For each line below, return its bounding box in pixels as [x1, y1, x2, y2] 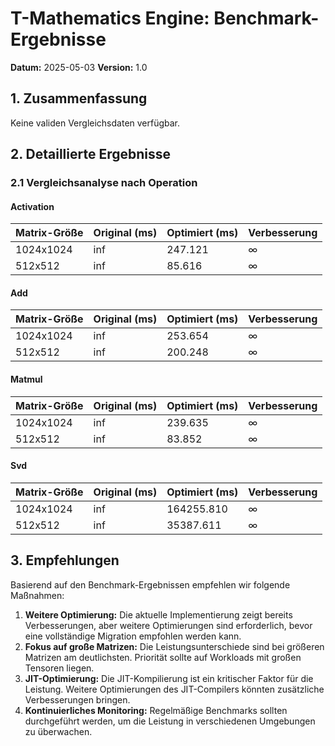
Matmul [10, 373, 43, 386]
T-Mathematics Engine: [10, 7, 210, 30]
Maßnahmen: [10, 589, 65, 601]
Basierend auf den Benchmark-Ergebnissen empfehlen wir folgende [10, 578, 291, 591]
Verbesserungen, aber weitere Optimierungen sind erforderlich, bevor [24, 619, 313, 631]
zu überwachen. [24, 725, 93, 737]
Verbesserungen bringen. [24, 693, 131, 706]
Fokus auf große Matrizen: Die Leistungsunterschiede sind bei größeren [24, 640, 325, 652]
